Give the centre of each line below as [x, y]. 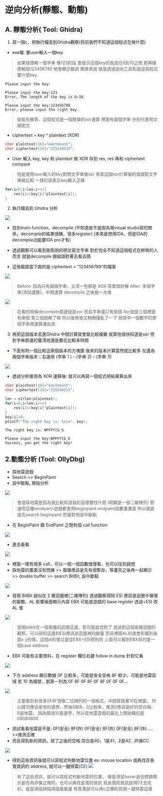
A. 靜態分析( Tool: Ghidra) [44, 29]
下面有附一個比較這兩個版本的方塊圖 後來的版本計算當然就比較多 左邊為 [83, 351]
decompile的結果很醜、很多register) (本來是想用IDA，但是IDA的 [84, 234]
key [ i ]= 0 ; [15, 417]
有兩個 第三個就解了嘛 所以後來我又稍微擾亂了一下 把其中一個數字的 [85, 318]
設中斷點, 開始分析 [30, 483]
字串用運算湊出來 [38, 324]
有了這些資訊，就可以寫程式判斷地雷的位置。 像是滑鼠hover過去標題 [85, 777]
